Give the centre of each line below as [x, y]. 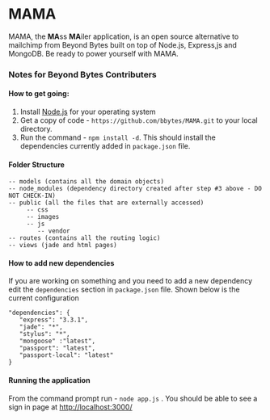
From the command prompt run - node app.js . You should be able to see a [133, 398]
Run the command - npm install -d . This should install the [118, 137]
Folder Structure [36, 164]
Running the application [49, 380]
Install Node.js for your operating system [88, 112]
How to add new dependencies [61, 262]
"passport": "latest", [57, 348]
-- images [43, 217]
